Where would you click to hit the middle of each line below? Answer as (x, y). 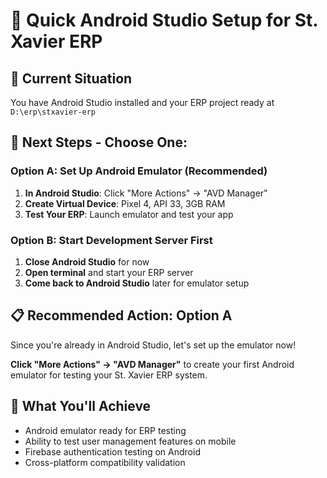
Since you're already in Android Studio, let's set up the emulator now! (153, 345)
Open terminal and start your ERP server (109, 272)
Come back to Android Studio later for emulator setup (137, 283)
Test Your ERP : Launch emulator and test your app (129, 214)
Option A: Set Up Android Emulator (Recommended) (139, 171)
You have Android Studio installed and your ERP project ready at (142, 102)
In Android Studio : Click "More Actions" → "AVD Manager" (146, 193)
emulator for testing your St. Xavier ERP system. (109, 375)
